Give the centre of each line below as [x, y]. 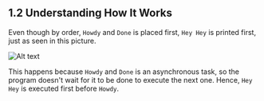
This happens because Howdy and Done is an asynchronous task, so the [124, 72]
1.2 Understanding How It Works [91, 13]
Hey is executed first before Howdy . [64, 88]
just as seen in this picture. [52, 41]
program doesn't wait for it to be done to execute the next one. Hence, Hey [130, 80]
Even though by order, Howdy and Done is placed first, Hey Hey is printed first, [132, 32]
